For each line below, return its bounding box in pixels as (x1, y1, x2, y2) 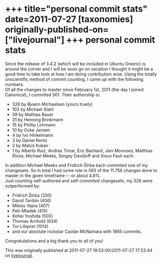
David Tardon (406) (12, 197, 52, 203)
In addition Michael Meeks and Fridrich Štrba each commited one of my (5, 162, 148, 168)
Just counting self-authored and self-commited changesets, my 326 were (5, 177, 153, 183)
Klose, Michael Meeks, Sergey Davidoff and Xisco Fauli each (12, 153, 133, 158)
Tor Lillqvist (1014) (12, 223, 49, 229)
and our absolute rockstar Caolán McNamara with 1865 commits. (12, 228, 142, 234)
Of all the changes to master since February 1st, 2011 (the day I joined (5, 87, 144, 92)
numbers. (5, 81, 24, 87)
